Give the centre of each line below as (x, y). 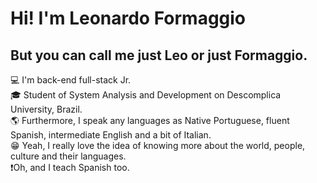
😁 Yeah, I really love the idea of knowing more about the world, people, (158, 145)
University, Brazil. (46, 109)
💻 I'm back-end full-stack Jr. (71, 80)
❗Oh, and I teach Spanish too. (70, 167)
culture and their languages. (68, 156)
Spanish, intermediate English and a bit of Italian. (111, 135)
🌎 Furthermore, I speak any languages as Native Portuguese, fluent (150, 120)
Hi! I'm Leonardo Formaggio (128, 18)
